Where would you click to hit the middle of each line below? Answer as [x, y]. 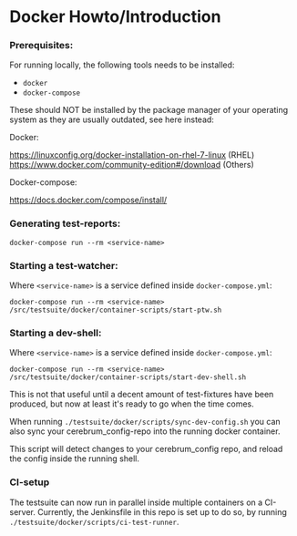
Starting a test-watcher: [64, 265]
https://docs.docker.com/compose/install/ [88, 200]
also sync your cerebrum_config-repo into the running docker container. [145, 431]
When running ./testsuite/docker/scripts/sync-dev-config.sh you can [145, 422]
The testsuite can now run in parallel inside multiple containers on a [136, 502]
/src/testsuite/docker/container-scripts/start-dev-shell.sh [128, 377]
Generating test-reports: [65, 223]
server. [23, 511]
